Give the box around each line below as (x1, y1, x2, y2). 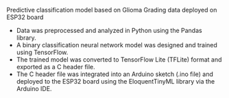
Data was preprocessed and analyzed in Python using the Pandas (16, 27, 203, 34)
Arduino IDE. (16, 85, 52, 93)
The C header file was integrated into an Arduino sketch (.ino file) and (16, 70, 214, 78)
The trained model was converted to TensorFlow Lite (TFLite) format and (16, 56, 222, 64)
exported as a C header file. (16, 63, 95, 71)
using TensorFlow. (16, 48, 69, 56)
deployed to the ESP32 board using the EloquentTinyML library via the (16, 77, 215, 85)
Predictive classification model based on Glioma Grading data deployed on (6, 6, 217, 14)
